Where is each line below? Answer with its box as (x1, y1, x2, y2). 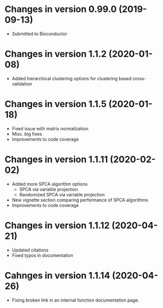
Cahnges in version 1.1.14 (4, 269, 110, 281)
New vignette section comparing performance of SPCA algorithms (11, 197, 148, 203)
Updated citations (11, 247, 49, 253)
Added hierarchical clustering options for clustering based (11, 75, 132, 81)
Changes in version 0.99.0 (4, 4, 117, 15)
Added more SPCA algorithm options (11, 181, 88, 187)
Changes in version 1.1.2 (4, 49, 107, 60)
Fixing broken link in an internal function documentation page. (11, 297, 140, 303)
